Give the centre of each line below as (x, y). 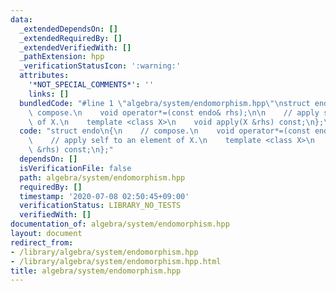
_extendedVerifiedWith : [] (75, 47)
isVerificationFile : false (75, 168)
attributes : (44, 76)
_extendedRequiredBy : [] (71, 38)
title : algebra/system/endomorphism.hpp (96, 271)
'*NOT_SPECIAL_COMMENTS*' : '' (91, 85)
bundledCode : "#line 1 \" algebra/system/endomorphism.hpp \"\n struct (165, 103)
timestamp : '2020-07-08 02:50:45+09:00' (104, 196)
